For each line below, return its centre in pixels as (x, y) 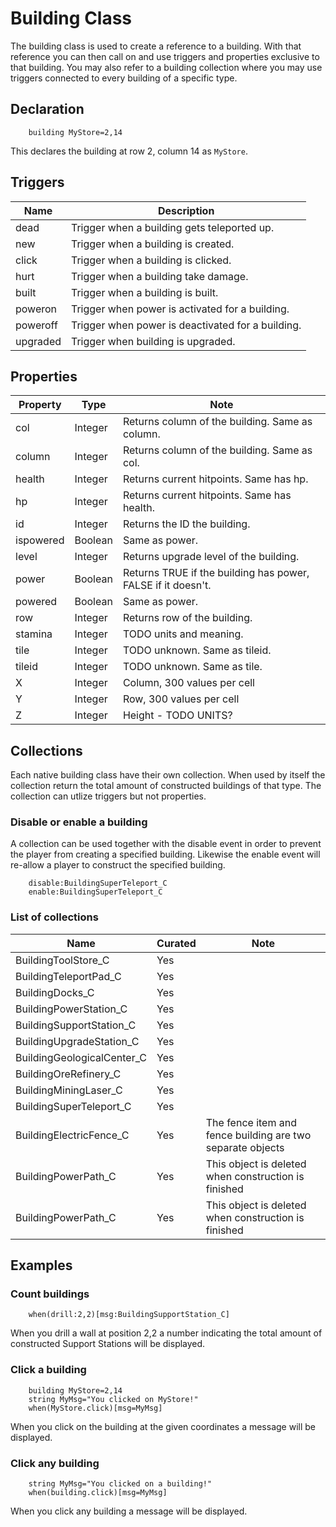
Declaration (47, 109)
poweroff (36, 325)
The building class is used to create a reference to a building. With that (156, 46)
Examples (41, 1265)
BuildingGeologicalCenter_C (81, 1057)
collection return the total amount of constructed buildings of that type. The (166, 786)
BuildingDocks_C (55, 992)
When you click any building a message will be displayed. (129, 1511)
